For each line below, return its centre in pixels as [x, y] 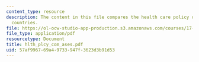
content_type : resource [36, 12]
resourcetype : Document [36, 39]
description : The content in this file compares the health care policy [98, 17]
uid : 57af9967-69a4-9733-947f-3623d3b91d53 [61, 50]
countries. [25, 22]
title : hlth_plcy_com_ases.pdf [45, 45]
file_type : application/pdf [41, 34]
